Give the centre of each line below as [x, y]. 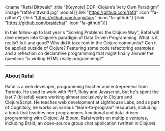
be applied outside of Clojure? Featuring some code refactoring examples [80, 48]
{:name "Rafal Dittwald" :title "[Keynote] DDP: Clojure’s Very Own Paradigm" [82, 7]
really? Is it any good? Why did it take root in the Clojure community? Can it [81, 43]
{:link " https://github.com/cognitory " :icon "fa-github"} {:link [84, 17]
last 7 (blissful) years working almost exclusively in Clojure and [69, 97]
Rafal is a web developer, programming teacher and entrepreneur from [77, 87]
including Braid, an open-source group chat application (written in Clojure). [81, 123]
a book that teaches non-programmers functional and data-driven [72, 113]
